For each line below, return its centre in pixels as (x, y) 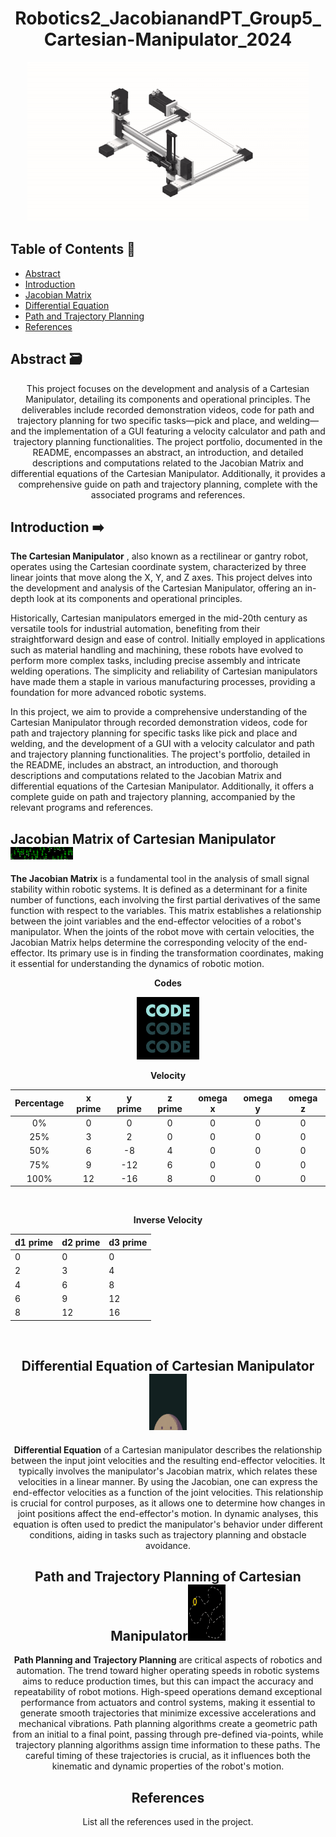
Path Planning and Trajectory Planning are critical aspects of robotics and (168, 1660)
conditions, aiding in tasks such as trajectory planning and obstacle (168, 1534)
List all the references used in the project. (168, 1822)
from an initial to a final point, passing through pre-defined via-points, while (168, 1734)
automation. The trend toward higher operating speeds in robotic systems (168, 1671)
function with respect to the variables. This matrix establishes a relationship (166, 911)
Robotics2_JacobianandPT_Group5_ (168, 18)
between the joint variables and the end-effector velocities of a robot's (156, 921)
